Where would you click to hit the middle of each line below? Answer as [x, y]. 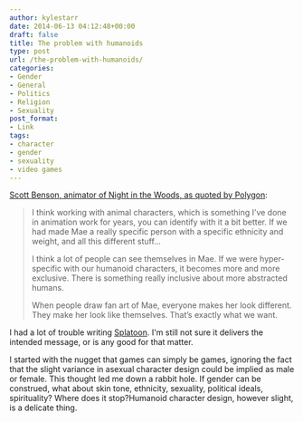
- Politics [30, 93]
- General [28, 85]
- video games [36, 169]
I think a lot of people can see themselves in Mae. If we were [144, 259]
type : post [30, 52]
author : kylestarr [44, 18]
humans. [48, 288]
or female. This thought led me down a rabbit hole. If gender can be [135, 379]
